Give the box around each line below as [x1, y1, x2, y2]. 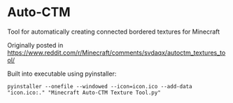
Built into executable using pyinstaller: [7, 69, 117, 78]
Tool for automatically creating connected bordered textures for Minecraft [7, 27, 220, 36]
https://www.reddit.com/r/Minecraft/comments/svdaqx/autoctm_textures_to [7, 48, 226, 57]
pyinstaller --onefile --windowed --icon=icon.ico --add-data [7, 83, 192, 90]
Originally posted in [7, 41, 64, 49]
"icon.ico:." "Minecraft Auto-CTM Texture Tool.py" [7, 89, 161, 96]
